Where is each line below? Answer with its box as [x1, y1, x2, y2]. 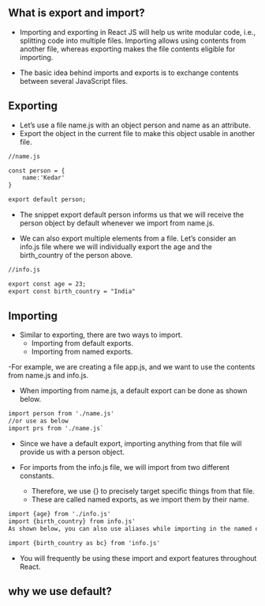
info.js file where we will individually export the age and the [19, 242, 213, 252]
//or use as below [8, 417, 69, 426]
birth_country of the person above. [19, 251, 133, 259]
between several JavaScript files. [19, 76, 129, 85]
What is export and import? [8, 6, 146, 20]
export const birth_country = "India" [8, 287, 136, 295]
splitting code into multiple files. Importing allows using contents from [19, 36, 246, 45]
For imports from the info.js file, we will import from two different [19, 463, 230, 472]
